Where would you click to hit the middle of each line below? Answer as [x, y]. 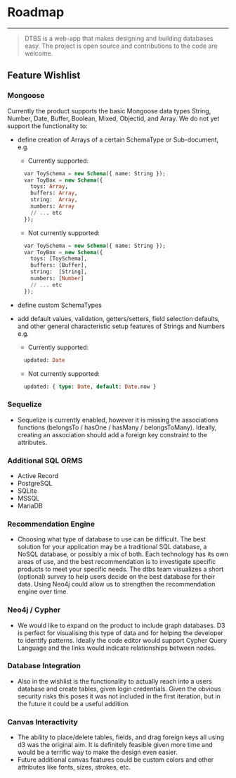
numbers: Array [53, 206]
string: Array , [54, 200]
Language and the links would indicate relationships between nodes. [117, 648]
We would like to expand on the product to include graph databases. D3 [122, 625]
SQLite [27, 491]
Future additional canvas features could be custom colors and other [116, 760]
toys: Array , [50, 187]
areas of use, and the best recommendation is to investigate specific [117, 562]
